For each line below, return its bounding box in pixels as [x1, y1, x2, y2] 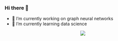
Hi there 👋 [4, 4, 29, 11]
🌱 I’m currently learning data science [11, 21, 87, 27]
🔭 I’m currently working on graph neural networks [11, 16, 114, 22]
